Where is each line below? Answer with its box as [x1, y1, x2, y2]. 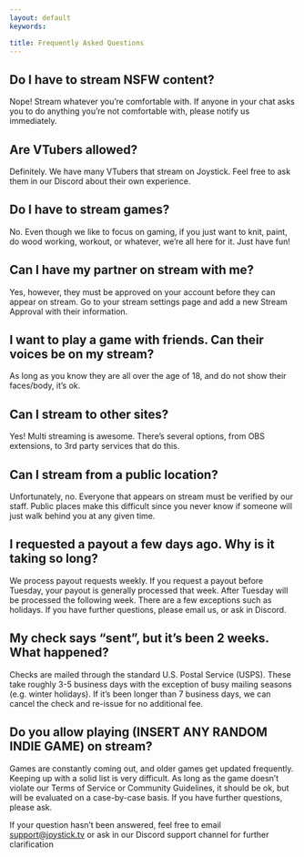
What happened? [9, 645, 109, 660]
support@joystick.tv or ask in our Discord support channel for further [9, 829, 269, 840]
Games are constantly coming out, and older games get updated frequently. [9, 762, 294, 774]
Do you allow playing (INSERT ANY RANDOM [9, 725, 269, 740]
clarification [9, 839, 55, 850]
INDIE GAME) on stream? [9, 739, 153, 754]
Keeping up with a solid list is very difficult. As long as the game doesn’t [9, 772, 279, 783]
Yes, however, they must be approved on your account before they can [9, 286, 276, 297]
